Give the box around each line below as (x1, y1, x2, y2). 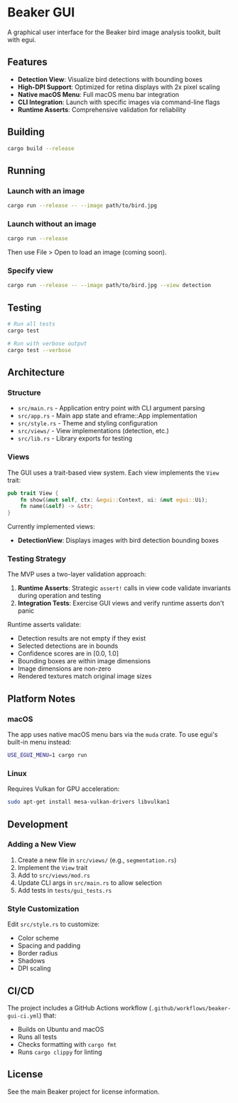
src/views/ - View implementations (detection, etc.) (17, 427, 169, 435)
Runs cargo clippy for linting (17, 1047, 102, 1056)
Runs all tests (17, 1032, 58, 1041)
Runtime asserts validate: (7, 621, 82, 629)
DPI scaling (17, 964, 51, 973)
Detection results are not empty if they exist (17, 634, 146, 643)
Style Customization (7, 903, 80, 913)
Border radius (17, 949, 58, 958)
